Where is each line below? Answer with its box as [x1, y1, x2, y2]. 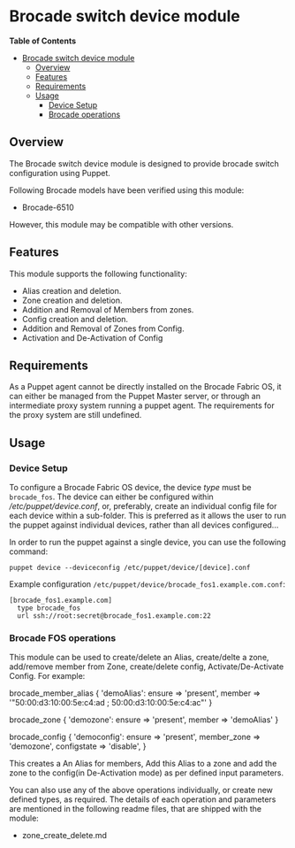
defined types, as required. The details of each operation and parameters [9, 794, 276, 805]
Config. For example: [9, 671, 86, 682]
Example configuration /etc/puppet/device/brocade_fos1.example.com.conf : [9, 579, 285, 590]
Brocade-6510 [21, 202, 75, 212]
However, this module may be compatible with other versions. [9, 219, 234, 229]
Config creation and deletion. [21, 313, 129, 324]
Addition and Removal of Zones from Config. [21, 323, 185, 334]
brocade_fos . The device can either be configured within [9, 491, 214, 502]
